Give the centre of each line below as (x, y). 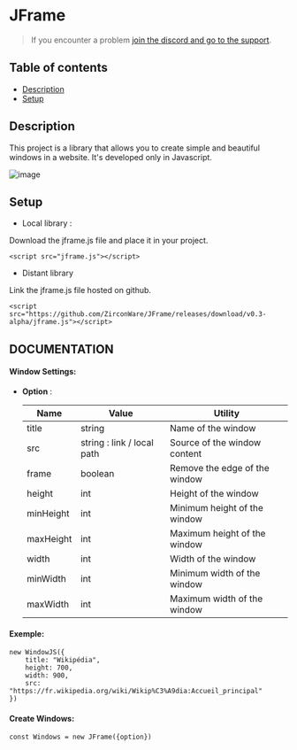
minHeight (48, 513)
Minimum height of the (216, 507)
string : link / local (117, 442)
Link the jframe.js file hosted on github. (80, 290)
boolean (98, 473)
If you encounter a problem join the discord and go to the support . (151, 40)
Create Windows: (42, 718)
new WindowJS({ (37, 653)
